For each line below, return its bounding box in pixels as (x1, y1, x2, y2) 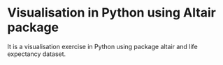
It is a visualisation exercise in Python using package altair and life (7, 42, 198, 50)
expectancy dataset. (7, 50, 66, 58)
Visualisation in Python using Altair (7, 5, 217, 21)
